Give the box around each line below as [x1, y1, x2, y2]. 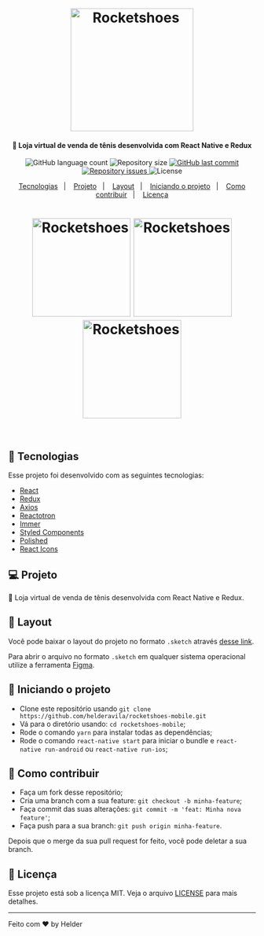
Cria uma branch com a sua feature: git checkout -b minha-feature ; [19, 796, 242, 805]
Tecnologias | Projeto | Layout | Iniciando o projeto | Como [18, 182, 246, 191]
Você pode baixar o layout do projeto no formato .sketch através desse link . [8, 636, 255, 646]
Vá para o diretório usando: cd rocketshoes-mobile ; [19, 719, 186, 728]
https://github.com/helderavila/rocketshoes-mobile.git [19, 712, 207, 720]
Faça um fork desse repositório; [19, 787, 123, 798]
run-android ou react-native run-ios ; [44, 744, 168, 754]
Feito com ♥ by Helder [8, 919, 82, 929]
